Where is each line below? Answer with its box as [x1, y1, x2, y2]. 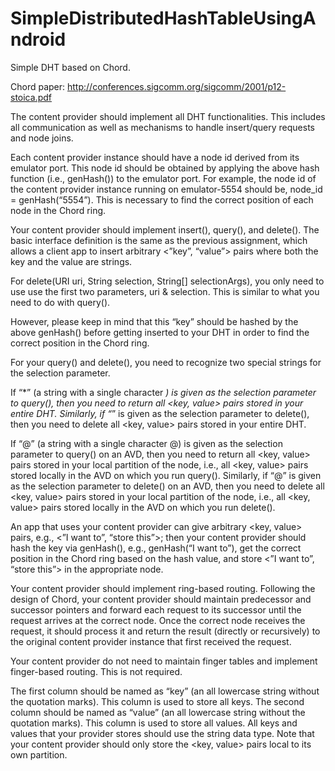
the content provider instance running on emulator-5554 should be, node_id [10, 183, 323, 195]
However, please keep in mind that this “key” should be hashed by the [10, 315, 299, 327]
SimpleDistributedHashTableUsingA [10, 7, 317, 30]
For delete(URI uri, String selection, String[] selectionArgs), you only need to [10, 275, 325, 287]
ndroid [10, 28, 67, 51]
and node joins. [10, 132, 74, 144]
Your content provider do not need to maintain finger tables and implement [10, 655, 318, 667]
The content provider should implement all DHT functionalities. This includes [10, 110, 326, 122]
